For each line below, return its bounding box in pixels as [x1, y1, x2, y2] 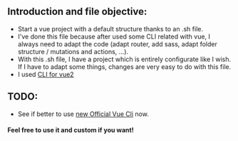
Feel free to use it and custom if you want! [7, 126, 134, 135]
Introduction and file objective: [7, 6, 148, 18]
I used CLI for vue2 [17, 70, 74, 78]
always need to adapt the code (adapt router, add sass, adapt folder [17, 39, 217, 48]
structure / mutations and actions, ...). [17, 47, 129, 56]
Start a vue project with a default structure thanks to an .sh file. [17, 24, 203, 33]
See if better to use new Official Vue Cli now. [17, 110, 150, 118]
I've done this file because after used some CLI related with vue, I [17, 32, 210, 41]
